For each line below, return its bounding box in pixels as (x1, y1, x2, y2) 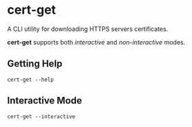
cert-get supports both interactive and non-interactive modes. (7, 38, 186, 46)
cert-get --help (7, 76, 54, 83)
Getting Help (7, 58, 63, 70)
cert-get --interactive (7, 113, 76, 120)
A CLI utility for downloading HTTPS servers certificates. (7, 25, 169, 33)
